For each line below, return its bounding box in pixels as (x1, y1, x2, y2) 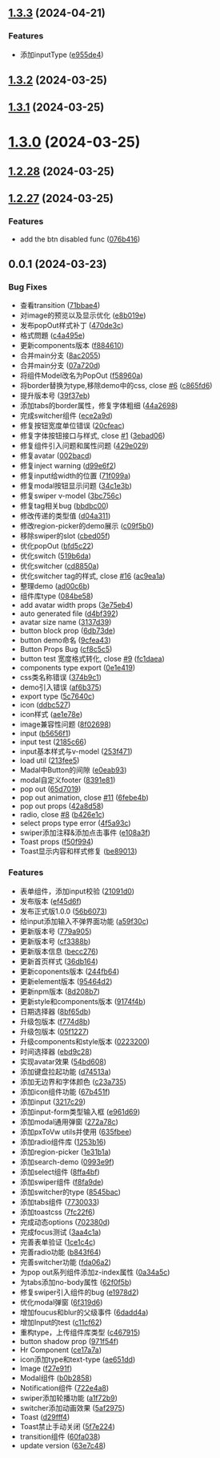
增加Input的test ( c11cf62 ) (19, 1317, 102, 1326)
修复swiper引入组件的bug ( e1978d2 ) (19, 1287, 139, 1297)
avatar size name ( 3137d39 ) (19, 618, 112, 627)
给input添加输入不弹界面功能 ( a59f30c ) (19, 916, 150, 925)
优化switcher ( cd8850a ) (19, 561, 100, 571)
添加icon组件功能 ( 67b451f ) (19, 1087, 110, 1096)
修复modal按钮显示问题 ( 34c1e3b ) (19, 481, 132, 491)
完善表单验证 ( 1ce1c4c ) (19, 1237, 96, 1246)
